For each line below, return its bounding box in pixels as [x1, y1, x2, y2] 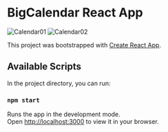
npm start [7, 96, 40, 104]
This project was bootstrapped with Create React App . [7, 41, 162, 49]
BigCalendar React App [7, 5, 143, 21]
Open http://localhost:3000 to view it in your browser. [7, 118, 160, 126]
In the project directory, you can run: [7, 79, 111, 87]
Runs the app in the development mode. [7, 110, 120, 118]
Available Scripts [7, 60, 81, 73]
